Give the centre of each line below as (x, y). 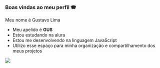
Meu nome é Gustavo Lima (33, 20)
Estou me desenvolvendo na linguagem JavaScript (64, 40)
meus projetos (27, 51)
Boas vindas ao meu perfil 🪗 (40, 7)
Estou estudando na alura (39, 35)
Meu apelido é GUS (32, 30)
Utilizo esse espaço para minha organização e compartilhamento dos (84, 45)
